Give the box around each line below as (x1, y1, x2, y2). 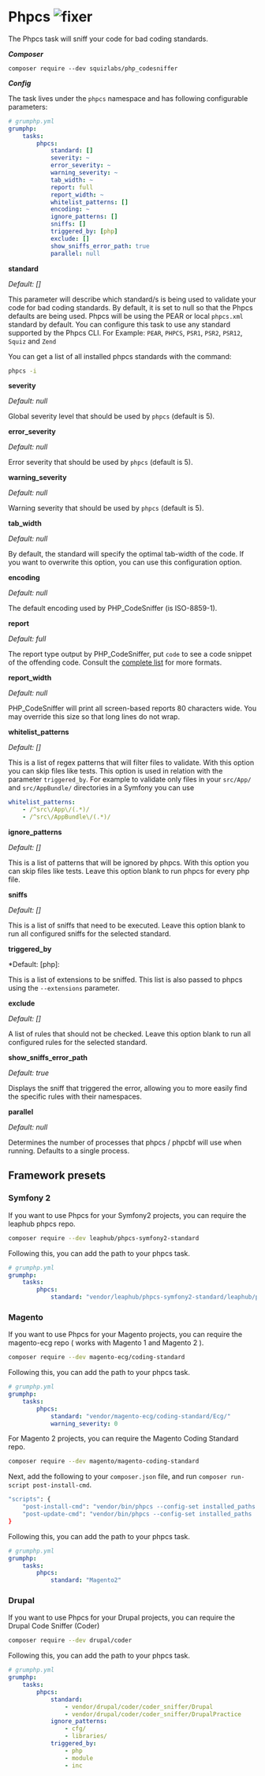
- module (64, 1754, 93, 1762)
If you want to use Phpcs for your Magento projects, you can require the (8, 1330, 243, 1339)
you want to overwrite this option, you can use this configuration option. (8, 557, 242, 568)
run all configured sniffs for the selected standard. (8, 929, 171, 939)
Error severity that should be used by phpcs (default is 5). (8, 458, 193, 467)
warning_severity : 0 (50, 1419, 118, 1428)
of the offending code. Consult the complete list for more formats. (8, 658, 222, 667)
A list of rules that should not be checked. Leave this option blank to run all (8, 1029, 251, 1039)
